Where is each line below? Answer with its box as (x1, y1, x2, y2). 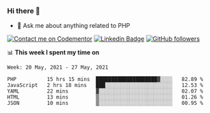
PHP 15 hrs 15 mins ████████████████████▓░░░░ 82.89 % (7, 76, 204, 83)
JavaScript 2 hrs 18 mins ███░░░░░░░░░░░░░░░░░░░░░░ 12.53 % (7, 82, 204, 89)
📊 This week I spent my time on (7, 48, 100, 56)
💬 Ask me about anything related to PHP (16, 22, 131, 30)
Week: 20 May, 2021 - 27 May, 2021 (7, 64, 109, 71)
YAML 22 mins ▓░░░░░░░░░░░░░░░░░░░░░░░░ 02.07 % (7, 88, 204, 95)
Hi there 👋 (7, 6, 41, 16)
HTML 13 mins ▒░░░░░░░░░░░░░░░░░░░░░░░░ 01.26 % (7, 94, 204, 101)
